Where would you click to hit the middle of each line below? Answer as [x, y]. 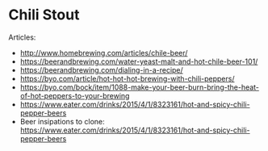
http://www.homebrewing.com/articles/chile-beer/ [104, 52]
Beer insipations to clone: [62, 121]
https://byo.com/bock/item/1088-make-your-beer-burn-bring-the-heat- [140, 87]
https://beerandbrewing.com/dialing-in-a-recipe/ [101, 69]
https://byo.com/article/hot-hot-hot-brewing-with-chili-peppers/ [127, 78]
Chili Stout [44, 15]
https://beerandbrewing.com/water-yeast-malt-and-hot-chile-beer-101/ [139, 61]
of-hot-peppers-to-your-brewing [75, 95]
